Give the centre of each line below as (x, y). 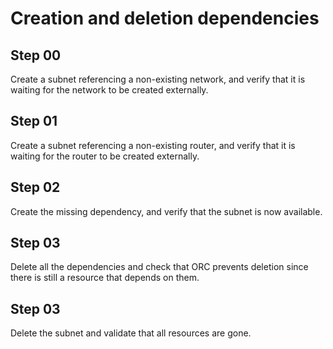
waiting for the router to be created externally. (105, 156)
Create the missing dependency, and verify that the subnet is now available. (166, 211)
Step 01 (34, 121)
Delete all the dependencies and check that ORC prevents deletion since (159, 267)
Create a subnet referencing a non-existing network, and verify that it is (158, 79)
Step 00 (36, 55)
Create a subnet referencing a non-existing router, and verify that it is (153, 145)
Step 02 (35, 187)
